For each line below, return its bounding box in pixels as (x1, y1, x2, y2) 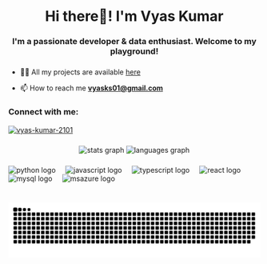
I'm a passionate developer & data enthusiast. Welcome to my (11, 36, 257, 47)
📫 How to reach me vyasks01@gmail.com (19, 83, 164, 93)
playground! (110, 46, 159, 57)
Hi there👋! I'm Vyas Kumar (45, 7, 224, 26)
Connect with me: (8, 106, 79, 117)
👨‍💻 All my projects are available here (19, 67, 141, 77)
